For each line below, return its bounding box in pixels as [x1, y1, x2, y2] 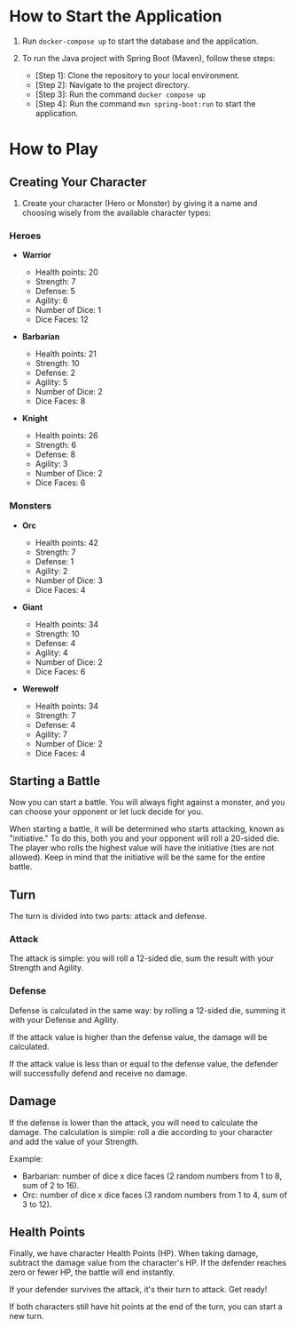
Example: [9, 1153, 43, 1164]
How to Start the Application [9, 6, 222, 27]
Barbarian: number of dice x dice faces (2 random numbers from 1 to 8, [21, 1171, 282, 1181]
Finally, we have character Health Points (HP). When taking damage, [9, 1248, 259, 1259]
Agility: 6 [35, 295, 68, 306]
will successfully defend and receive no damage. [9, 1068, 188, 1078]
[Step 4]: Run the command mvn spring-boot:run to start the [35, 98, 256, 108]
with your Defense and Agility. [9, 1014, 120, 1025]
